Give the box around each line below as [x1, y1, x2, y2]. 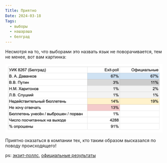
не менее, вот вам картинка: [5, 54, 66, 60]
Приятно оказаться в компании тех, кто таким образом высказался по [5, 138, 156, 143]
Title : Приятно [5, 8, 37, 13]
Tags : [5, 18, 16, 23]
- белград [9, 34, 30, 39]
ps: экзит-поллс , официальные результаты [5, 153, 96, 158]
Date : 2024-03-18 [5, 13, 41, 18]
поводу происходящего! [5, 143, 57, 149]
